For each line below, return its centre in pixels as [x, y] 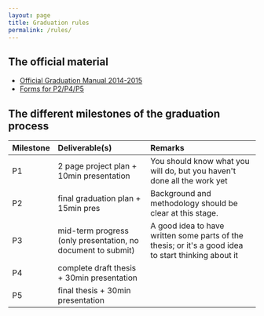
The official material [58, 62]
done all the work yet [189, 181]
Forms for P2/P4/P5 [52, 89]
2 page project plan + [97, 166]
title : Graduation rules [49, 23]
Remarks [167, 148]
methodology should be [194, 203]
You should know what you [200, 161]
